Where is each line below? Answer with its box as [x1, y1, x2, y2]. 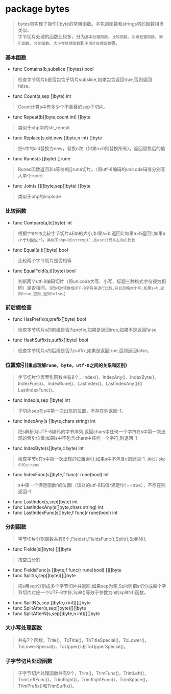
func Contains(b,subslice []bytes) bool [12, 66, 94, 72]
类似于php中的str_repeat [17, 125, 70, 131]
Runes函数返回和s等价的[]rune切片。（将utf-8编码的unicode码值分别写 [17, 166, 165, 172]
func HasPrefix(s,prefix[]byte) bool [12, 316, 86, 322]
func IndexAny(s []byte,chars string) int [12, 418, 96, 424]
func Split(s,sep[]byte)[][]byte [12, 573, 76, 579]
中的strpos [17, 462, 40, 468]
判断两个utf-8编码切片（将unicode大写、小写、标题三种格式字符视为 [17, 278, 162, 284]
